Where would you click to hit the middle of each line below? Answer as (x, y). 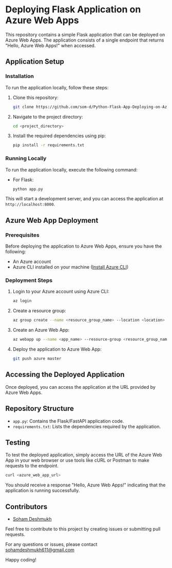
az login (22, 301)
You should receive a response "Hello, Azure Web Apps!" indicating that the (85, 485)
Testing (18, 442)
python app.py (28, 189)
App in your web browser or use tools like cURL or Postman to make (78, 460)
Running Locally (26, 159)
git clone (23, 107)
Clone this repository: (35, 97)
